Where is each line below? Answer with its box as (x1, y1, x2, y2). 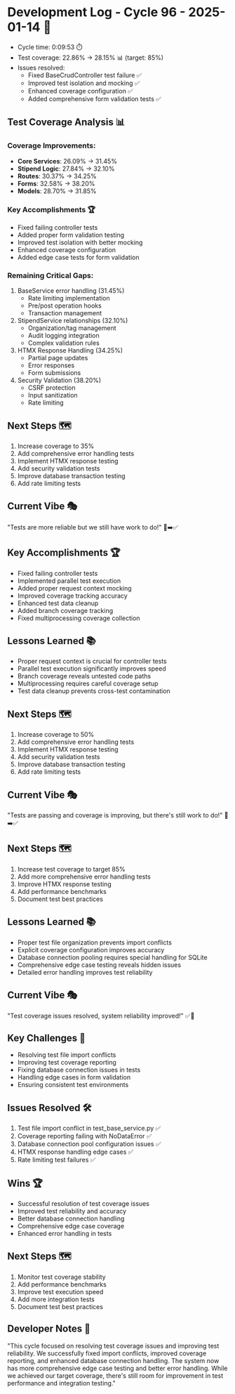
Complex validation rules (27, 338, 100, 348)
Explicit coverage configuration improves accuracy (17, 945, 165, 954)
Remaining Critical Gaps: (7, 270, 94, 280)
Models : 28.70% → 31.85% (17, 187, 97, 195)
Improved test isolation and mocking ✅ (27, 79, 140, 87)
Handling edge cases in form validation (17, 1073, 131, 1081)
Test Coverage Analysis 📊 (7, 117, 126, 129)
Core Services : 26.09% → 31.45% (17, 157, 118, 165)
